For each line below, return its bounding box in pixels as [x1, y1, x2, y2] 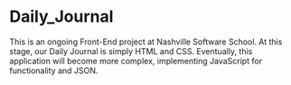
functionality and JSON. [9, 65, 99, 76]
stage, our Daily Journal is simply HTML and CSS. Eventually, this [9, 45, 253, 56]
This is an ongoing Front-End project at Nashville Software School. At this [9, 36, 283, 47]
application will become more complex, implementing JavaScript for [9, 55, 263, 66]
